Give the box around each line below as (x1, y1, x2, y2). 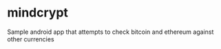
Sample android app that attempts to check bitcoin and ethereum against (7, 28, 214, 36)
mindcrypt (7, 5, 69, 21)
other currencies (7, 35, 54, 43)
